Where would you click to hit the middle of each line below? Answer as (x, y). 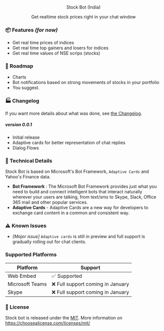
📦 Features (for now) (32, 30)
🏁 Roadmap (19, 66)
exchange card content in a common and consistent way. (71, 213)
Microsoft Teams (27, 284)
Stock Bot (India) (83, 7)
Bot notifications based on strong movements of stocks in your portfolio (86, 82)
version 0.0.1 (19, 125)
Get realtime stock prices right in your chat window (83, 17)
